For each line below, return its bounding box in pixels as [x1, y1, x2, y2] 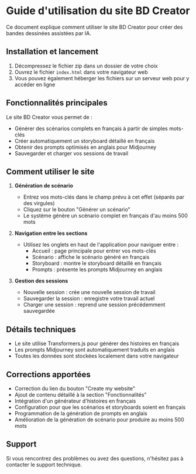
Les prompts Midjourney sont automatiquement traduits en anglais [14, 346, 175, 353]
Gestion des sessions [14, 277, 68, 285]
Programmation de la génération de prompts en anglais [14, 410, 148, 417]
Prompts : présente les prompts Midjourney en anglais [32, 266, 163, 273]
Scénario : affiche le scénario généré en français [32, 254, 150, 261]
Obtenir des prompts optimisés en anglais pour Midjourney [14, 144, 157, 151]
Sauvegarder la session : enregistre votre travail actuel [23, 295, 155, 302]
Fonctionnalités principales [6, 98, 108, 108]
